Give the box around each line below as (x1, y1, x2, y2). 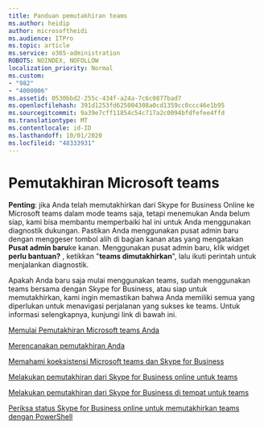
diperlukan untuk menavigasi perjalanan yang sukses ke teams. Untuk (8, 301, 241, 311)
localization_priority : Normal (8, 64, 113, 72)
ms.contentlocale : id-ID (8, 124, 92, 132)
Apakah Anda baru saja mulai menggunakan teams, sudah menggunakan (8, 275, 251, 286)
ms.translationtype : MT (8, 117, 89, 125)
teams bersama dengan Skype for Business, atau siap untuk (8, 284, 208, 294)
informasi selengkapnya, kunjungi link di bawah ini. (8, 310, 177, 320)
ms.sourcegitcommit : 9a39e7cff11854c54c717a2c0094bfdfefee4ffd (8, 109, 225, 118)
